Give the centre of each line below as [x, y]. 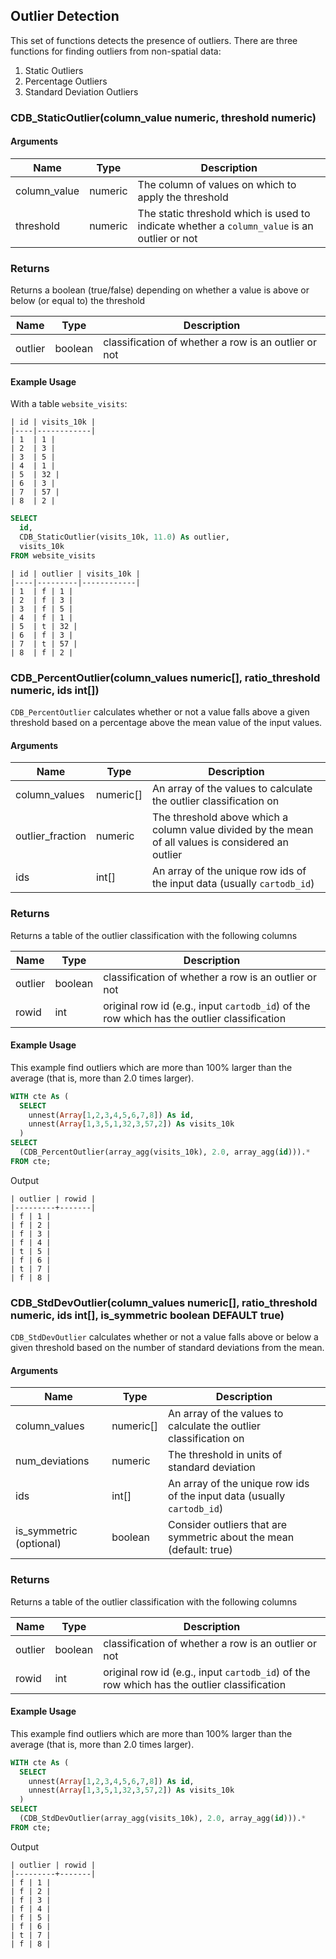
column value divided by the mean [232, 830]
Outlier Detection [65, 16]
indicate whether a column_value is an [225, 226]
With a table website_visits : [69, 404]
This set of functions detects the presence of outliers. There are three [154, 40]
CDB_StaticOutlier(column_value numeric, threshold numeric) [163, 117]
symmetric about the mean [231, 1537]
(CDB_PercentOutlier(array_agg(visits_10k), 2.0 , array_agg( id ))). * [165, 1152]
